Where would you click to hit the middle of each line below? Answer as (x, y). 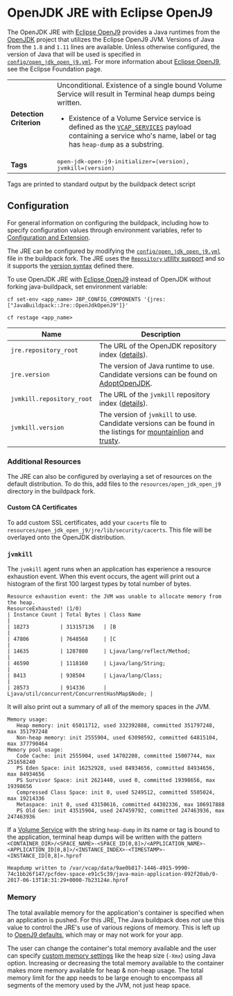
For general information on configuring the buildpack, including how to (108, 222)
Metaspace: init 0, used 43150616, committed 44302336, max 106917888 (121, 804)
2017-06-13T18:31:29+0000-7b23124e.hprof (68, 880)
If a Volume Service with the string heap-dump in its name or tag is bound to (114, 829)
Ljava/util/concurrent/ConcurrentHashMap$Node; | (80, 694)
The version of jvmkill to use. (148, 414)
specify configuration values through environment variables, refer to (105, 230)
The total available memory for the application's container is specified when (115, 913)
